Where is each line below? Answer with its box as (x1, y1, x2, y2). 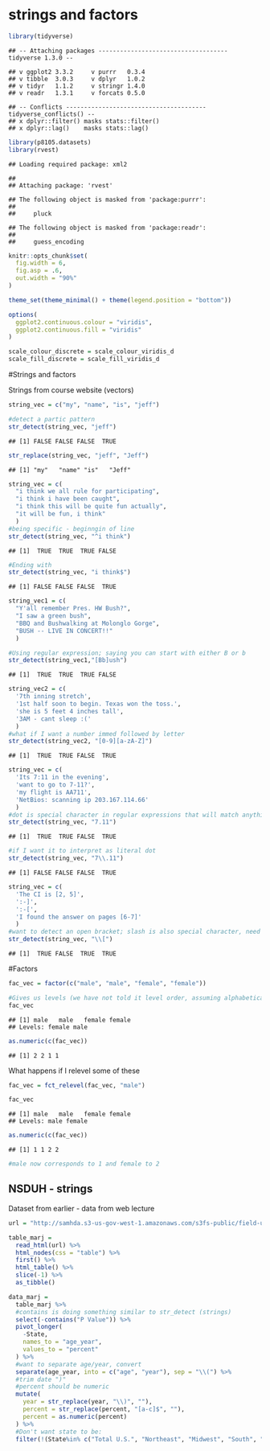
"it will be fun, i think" (15, 510, 106, 518)
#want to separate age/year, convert (15, 1360, 142, 1368)
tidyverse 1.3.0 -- (8, 54, 74, 62)
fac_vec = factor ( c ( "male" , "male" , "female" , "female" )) (8, 980, 207, 988)
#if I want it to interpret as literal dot (8, 847, 157, 855)
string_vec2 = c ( (8, 685, 67, 693)
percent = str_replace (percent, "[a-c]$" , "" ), (22, 1405, 185, 1413)
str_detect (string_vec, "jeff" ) (8, 422, 117, 431)
